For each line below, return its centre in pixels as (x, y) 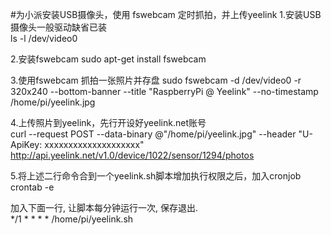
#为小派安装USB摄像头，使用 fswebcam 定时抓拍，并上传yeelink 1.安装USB (166, 14)
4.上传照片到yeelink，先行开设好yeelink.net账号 (108, 122)
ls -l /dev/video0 (44, 38)
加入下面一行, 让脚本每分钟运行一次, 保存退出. (104, 207)
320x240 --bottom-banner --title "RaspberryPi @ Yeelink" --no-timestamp (164, 91)
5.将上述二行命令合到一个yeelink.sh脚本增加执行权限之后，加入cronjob (156, 176)
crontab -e (32, 187)
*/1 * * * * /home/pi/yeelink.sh (72, 219)
